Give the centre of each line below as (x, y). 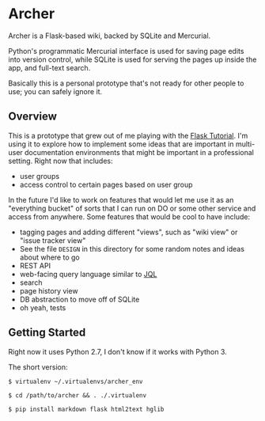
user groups (40, 176)
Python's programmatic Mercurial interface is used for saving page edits (126, 51)
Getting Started (47, 333)
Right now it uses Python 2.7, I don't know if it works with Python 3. (117, 351)
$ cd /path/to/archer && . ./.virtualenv (78, 395)
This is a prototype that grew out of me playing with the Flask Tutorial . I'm (128, 135)
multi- (245, 144)
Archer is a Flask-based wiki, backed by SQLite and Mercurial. (110, 36)
